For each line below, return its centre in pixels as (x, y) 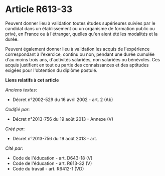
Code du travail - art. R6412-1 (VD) (48, 168)
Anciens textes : (21, 90)
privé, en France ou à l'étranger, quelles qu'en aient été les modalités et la (81, 34)
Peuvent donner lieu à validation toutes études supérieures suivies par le (80, 23)
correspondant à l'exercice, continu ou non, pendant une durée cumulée (80, 54)
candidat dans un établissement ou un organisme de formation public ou (80, 28)
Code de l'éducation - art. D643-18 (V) (52, 158)
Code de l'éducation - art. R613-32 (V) (52, 163)
